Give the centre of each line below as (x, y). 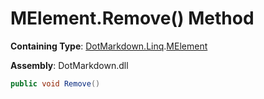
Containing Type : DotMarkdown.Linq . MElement (109, 46)
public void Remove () (55, 83)
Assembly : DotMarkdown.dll (69, 65)
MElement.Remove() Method (132, 18)
